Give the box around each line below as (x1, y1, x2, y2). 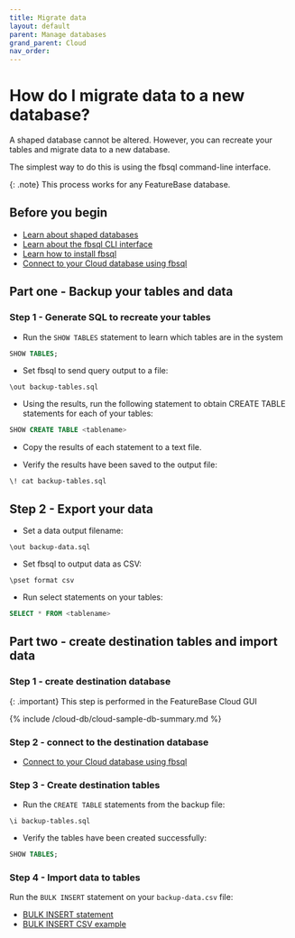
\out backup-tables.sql (9, 382, 99, 392)
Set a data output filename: (22, 525, 124, 537)
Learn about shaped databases (22, 229, 139, 240)
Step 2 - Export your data (9, 501, 153, 517)
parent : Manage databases (9, 30, 106, 39)
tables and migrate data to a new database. (9, 144, 171, 155)
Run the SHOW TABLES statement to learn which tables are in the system (22, 331, 284, 343)
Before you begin (9, 205, 108, 221)
